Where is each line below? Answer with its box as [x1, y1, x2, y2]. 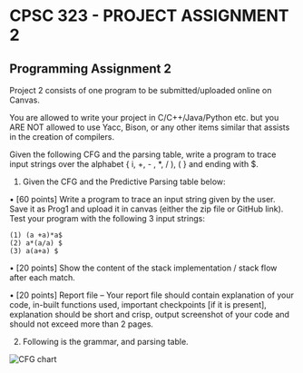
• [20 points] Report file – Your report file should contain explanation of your [9, 290, 295, 300]
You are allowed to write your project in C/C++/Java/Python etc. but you [9, 113, 279, 123]
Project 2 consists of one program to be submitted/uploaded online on [9, 85, 272, 95]
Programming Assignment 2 [9, 61, 172, 76]
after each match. [9, 272, 75, 282]
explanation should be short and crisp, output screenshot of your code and [9, 309, 290, 319]
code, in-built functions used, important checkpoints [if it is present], [9, 299, 268, 309]
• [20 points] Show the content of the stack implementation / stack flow [9, 262, 278, 273]
